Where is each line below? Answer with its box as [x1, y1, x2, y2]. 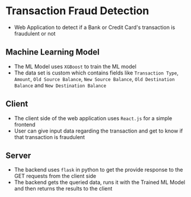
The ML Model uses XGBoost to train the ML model [14, 63, 137, 70]
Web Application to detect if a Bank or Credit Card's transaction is [14, 24, 176, 31]
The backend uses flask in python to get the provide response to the [14, 166, 183, 173]
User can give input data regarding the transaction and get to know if [14, 127, 183, 134]
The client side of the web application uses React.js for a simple [14, 114, 173, 122]
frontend [14, 121, 36, 128]
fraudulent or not [14, 30, 56, 37]
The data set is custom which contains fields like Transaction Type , [14, 69, 179, 76]
